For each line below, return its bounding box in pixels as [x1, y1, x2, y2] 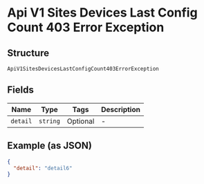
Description [101, 104, 140, 114]
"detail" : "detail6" [13, 165, 73, 172]
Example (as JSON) [7, 140, 92, 151]
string [39, 117, 61, 125]
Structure [7, 47, 50, 59]
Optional [66, 116, 95, 126]
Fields [7, 84, 35, 96]
